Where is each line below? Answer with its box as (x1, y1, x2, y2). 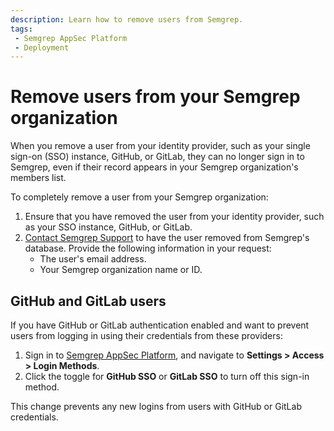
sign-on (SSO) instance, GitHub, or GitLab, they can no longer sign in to (10, 151, 305, 163)
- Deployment (14, 42, 70, 53)
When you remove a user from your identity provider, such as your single (10, 140, 311, 152)
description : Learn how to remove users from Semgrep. (10, 14, 244, 25)
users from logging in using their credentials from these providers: (10, 330, 283, 341)
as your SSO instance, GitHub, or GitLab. (24, 221, 193, 233)
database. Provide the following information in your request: (24, 242, 272, 255)
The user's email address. (39, 253, 147, 265)
